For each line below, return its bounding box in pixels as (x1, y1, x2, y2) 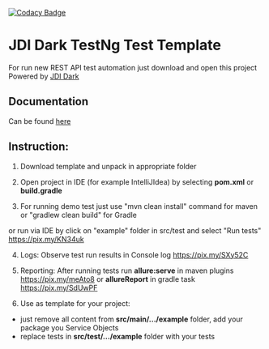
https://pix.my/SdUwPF (19, 283, 98, 292)
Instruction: (8, 140, 69, 154)
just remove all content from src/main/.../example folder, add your (19, 314, 243, 324)
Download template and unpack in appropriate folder (19, 161, 197, 171)
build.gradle (19, 185, 62, 195)
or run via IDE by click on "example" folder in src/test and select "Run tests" (8, 225, 262, 235)
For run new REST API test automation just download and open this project (8, 62, 258, 72)
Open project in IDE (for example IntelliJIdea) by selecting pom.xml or (19, 177, 254, 186)
